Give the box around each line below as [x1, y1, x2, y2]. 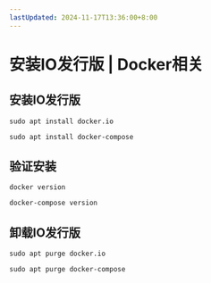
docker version [9, 183, 66, 192]
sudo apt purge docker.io [9, 249, 105, 259]
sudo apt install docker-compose [9, 132, 134, 141]
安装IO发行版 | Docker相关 [9, 54, 204, 74]
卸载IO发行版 [9, 225, 81, 240]
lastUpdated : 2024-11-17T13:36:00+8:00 [9, 12, 158, 22]
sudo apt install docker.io [9, 117, 114, 126]
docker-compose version [9, 198, 98, 208]
